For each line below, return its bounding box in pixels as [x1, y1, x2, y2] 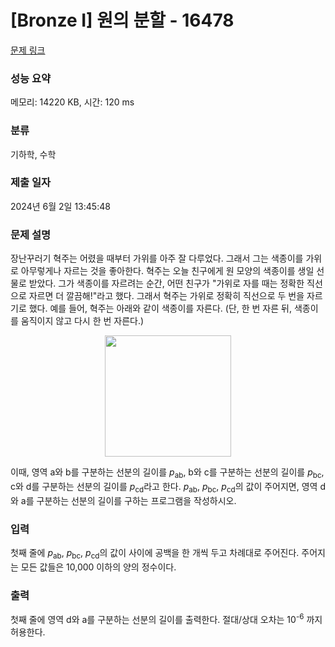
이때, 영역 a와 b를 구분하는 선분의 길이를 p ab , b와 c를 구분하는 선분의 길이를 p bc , [10, 466, 325, 480]
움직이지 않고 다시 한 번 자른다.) [20, 315, 145, 327]
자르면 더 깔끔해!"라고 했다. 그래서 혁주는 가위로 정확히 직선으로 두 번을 [28, 290, 305, 302]
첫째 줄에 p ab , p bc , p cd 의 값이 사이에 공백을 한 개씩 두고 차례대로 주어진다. [10, 547, 300, 561]
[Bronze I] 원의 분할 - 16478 [10, 9, 235, 32]
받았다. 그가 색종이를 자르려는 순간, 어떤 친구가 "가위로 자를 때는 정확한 [28, 277, 305, 290]
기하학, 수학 [10, 148, 57, 160]
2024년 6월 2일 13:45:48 [10, 200, 111, 212]
